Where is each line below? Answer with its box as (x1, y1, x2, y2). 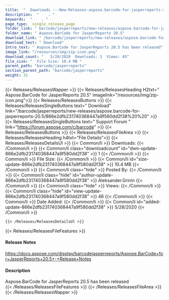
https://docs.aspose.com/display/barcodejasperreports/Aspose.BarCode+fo (5, 251, 163, 257)
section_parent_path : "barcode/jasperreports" (5, 68, 105, 73)
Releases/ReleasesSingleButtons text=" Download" (5, 103, 112, 109)
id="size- (129, 156, 149, 162)
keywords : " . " (5, 17, 49, 22)
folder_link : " (5, 26, 37, 31)
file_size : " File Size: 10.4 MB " (5, 59, 82, 64)
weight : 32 (5, 73, 28, 78)
